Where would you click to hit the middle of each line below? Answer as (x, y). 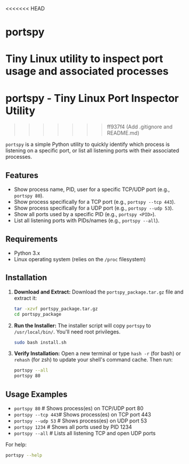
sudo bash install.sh (40, 342)
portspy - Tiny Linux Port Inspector (92, 98)
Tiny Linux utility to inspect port (84, 59)
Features (22, 175)
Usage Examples (36, 394)
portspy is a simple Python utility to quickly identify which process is (88, 144)
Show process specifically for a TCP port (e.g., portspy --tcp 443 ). (94, 202)
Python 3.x (27, 253)
